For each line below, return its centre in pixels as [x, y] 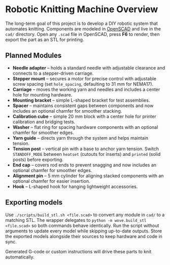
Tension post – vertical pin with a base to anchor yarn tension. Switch [86, 149]
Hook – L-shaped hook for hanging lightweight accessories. [75, 186]
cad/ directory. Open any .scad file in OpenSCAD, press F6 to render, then [82, 34]
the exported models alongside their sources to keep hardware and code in [84, 236]
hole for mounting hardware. [42, 94]
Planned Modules [33, 56]
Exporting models [34, 202]
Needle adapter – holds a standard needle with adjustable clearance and [89, 68]
